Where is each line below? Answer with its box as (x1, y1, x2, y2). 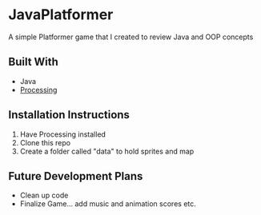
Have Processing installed (19, 129, 106, 139)
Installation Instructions (8, 108, 130, 121)
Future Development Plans (8, 169, 143, 183)
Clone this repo (19, 137, 70, 147)
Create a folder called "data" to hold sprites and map (19, 146, 195, 156)
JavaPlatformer (8, 6, 114, 24)
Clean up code (19, 190, 69, 201)
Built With (8, 55, 58, 69)
